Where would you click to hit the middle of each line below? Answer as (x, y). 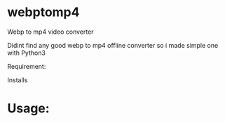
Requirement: (27, 66)
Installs (18, 80)
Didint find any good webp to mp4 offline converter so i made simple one (113, 45)
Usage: (29, 109)
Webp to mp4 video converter (50, 32)
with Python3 (26, 53)
